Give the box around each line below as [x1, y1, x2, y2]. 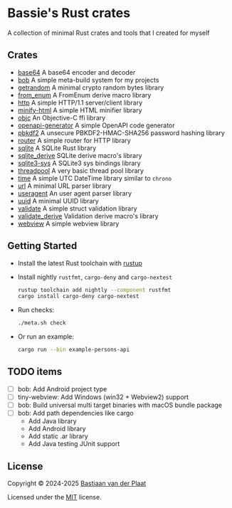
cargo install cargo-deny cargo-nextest [17, 293, 139, 300]
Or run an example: [17, 332, 75, 341]
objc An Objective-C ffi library [17, 113, 106, 122]
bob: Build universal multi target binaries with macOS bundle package [17, 401, 223, 409]
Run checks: [17, 306, 55, 314]
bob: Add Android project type [17, 384, 107, 393]
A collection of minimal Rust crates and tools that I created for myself [7, 28, 210, 37]
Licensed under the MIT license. [7, 492, 102, 501]
